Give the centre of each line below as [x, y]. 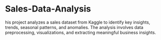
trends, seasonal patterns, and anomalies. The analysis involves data [74, 27]
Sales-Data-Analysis [48, 9]
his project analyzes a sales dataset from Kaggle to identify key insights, [78, 22]
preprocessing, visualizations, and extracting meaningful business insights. [80, 32]
